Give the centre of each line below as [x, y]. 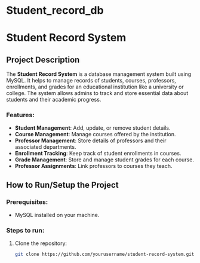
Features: [20, 115]
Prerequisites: [27, 202]
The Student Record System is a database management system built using [99, 74]
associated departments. [45, 147]
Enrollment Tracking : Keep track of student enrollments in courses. [98, 154]
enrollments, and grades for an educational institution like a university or [95, 87]
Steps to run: [25, 231]
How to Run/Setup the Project [62, 185]
